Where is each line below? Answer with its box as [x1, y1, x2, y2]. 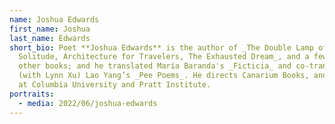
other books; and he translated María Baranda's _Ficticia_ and [18, 61, 292, 71]
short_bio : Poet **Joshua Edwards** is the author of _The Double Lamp [9, 42, 314, 53]
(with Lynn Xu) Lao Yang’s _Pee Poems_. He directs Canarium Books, [18, 71, 310, 81]
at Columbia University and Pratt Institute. [18, 80, 212, 90]
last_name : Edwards [9, 33, 91, 43]
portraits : [9, 89, 55, 99]
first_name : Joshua [9, 24, 91, 34]
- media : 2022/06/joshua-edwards [18, 98, 158, 108]
